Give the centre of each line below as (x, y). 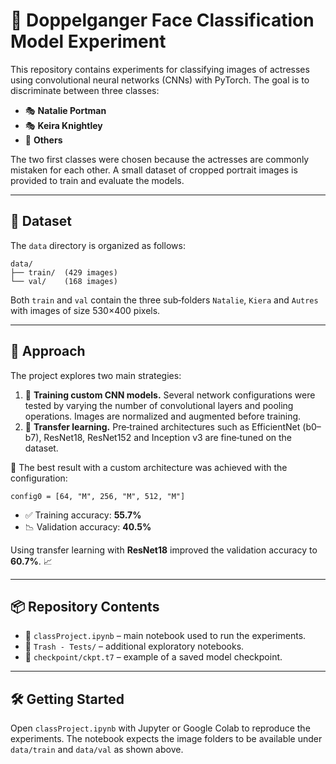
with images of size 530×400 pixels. (85, 310)
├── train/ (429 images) (64, 272)
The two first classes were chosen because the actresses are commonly (160, 159)
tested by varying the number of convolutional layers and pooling (159, 405)
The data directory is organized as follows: (98, 245)
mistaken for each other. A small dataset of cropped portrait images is (154, 170)
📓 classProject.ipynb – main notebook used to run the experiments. (165, 636)
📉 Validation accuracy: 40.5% (88, 526)
